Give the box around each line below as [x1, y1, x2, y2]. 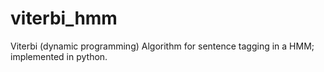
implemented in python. [10, 50, 108, 62]
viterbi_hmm [10, 7, 118, 30]
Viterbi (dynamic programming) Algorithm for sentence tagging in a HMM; [10, 40, 315, 52]
